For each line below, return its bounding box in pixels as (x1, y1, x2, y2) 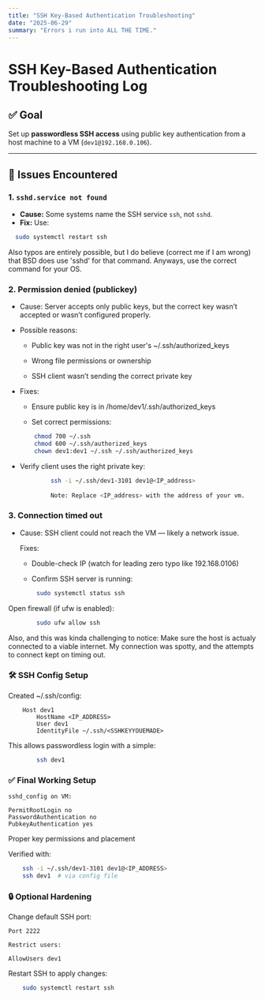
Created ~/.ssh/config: (8, 691, 82, 700)
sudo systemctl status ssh (36, 589, 125, 597)
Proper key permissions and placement (8, 834, 136, 843)
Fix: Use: (19, 218, 50, 227)
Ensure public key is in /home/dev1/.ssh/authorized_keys (31, 402, 216, 411)
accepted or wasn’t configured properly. (19, 310, 151, 320)
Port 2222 (8, 927, 41, 935)
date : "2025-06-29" (8, 19, 73, 27)
